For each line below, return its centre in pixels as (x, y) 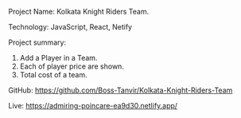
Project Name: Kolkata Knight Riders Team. (79, 12)
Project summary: (37, 42)
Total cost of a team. (53, 75)
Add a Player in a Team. (58, 58)
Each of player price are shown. (72, 66)
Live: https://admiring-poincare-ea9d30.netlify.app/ (93, 106)
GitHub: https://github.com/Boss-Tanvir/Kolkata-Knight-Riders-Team (120, 90)
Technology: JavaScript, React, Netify (70, 27)
